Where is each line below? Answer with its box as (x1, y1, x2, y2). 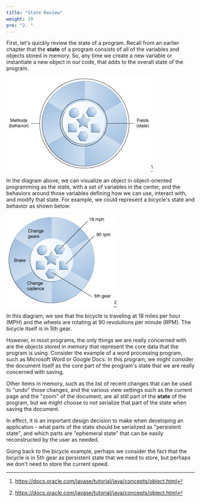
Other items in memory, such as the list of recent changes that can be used (6, 380, 192, 387)
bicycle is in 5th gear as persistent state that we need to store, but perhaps (6, 454, 191, 461)
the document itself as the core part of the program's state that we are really (6, 362, 195, 369)
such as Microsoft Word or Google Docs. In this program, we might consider (6, 356, 194, 363)
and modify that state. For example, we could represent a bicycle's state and (6, 196, 195, 203)
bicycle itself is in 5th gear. (6, 325, 72, 332)
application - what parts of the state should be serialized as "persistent (6, 424, 181, 431)
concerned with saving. (6, 369, 65, 376)
